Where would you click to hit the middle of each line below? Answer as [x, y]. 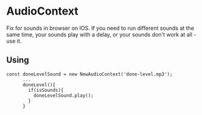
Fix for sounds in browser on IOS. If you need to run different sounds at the [100, 28]
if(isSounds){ [46, 90]
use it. [14, 41]
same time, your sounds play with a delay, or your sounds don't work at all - [101, 34]
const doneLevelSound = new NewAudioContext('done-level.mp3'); [89, 74]
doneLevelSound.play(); [64, 96]
